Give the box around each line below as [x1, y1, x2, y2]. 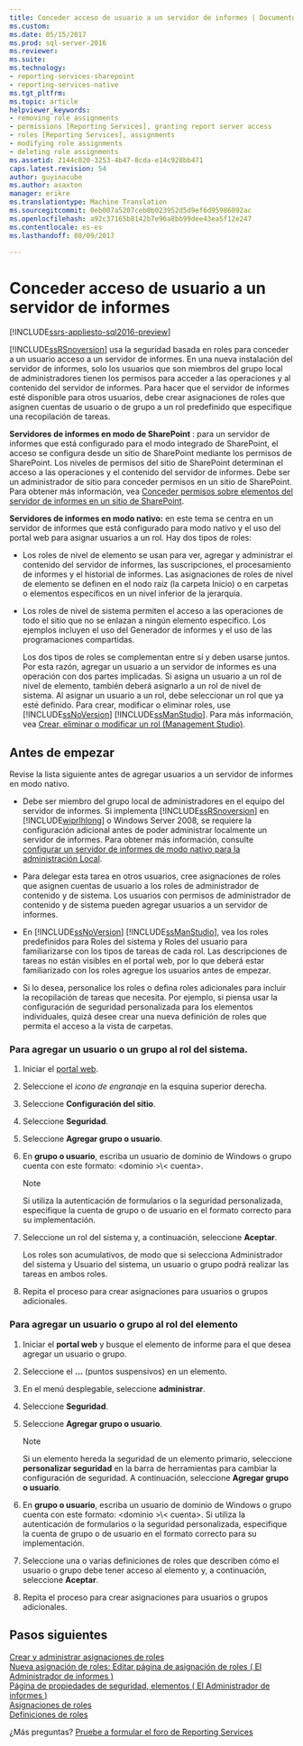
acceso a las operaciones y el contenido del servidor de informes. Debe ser [9, 467, 291, 478]
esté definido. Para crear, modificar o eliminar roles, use [22, 699, 232, 710]
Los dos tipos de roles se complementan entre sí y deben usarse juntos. [22, 652, 290, 663]
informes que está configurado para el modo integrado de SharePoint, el [9, 438, 279, 449]
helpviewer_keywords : [9, 105, 91, 114]
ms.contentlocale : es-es [9, 223, 103, 232]
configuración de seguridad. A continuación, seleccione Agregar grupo [22, 1472, 289, 1483]
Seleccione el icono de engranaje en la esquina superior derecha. [22, 1081, 268, 1092]
